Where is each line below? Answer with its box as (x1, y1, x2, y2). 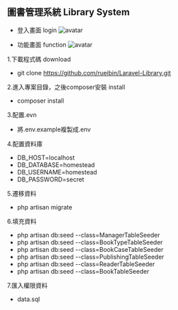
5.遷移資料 (7, 189, 36, 197)
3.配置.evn (7, 110, 37, 118)
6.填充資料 (7, 217, 37, 225)
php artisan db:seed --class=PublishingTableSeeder (16, 253, 164, 261)
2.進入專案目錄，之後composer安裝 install (7, 83, 125, 91)
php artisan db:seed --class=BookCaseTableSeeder (16, 245, 164, 253)
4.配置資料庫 (7, 140, 43, 148)
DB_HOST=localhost (16, 153, 75, 162)
